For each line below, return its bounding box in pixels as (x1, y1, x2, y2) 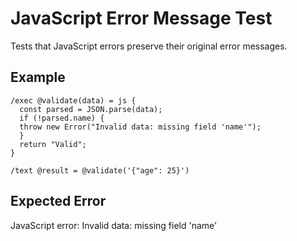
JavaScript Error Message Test (10, 7, 273, 30)
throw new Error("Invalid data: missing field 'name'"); (19, 122, 262, 132)
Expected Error (10, 193, 107, 210)
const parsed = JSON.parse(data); (19, 104, 163, 114)
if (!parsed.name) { (19, 113, 105, 123)
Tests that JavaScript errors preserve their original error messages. (10, 40, 288, 52)
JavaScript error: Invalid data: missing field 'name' (10, 219, 218, 231)
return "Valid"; (19, 139, 87, 149)
